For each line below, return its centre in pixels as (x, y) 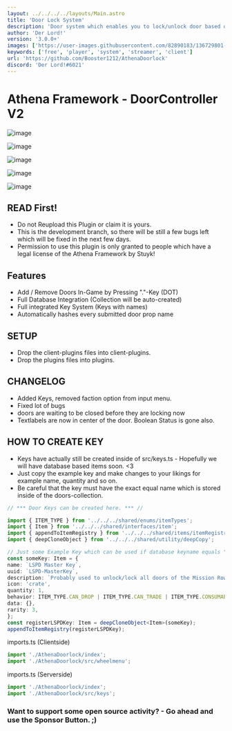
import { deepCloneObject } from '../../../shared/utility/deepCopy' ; (111, 540)
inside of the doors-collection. (60, 495)
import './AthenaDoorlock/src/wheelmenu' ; (69, 661)
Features (27, 276)
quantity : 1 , (26, 591)
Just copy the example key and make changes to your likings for (109, 473)
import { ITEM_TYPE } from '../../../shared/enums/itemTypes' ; (100, 520)
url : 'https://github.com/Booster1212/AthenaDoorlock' (88, 59)
